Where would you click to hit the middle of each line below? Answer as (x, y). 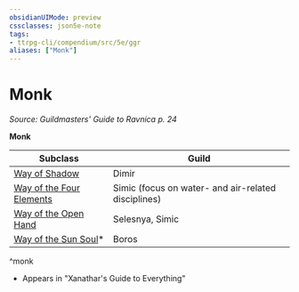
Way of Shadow (47, 174)
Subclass (59, 158)
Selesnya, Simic (146, 219)
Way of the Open (49, 214)
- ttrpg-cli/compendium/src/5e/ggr (75, 42)
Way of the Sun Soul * (59, 239)
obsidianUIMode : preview (55, 17)
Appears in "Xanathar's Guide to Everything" (104, 279)
